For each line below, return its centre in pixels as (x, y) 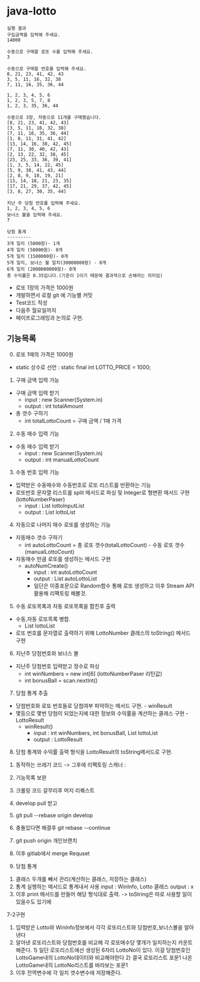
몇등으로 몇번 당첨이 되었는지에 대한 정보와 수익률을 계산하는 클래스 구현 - (102, 713)
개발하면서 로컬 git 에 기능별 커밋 (54, 295)
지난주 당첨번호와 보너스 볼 (47, 653)
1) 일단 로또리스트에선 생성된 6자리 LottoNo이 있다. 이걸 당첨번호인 (112, 950)
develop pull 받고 (36, 803)
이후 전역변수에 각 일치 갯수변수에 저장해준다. (69, 972)
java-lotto (32, 11)
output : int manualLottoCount (61, 460)
